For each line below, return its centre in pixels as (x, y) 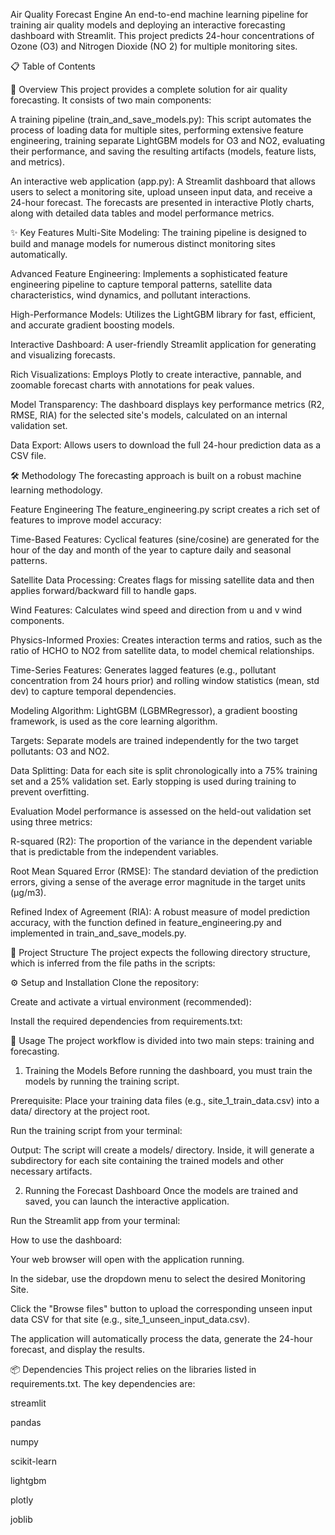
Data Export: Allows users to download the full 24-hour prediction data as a (166, 445)
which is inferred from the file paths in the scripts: (113, 963)
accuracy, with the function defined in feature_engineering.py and (146, 922)
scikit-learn (33, 1461)
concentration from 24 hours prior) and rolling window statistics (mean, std (165, 680)
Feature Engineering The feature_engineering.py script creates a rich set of (165, 509)
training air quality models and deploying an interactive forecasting (148, 25)
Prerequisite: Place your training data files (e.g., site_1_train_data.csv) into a (165, 1100)
